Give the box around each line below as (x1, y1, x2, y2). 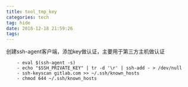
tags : (6, 31, 20, 37)
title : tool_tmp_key (6, 8, 58, 15)
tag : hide (6, 20, 31, 26)
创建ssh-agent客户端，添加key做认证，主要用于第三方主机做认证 (6, 48, 165, 55)
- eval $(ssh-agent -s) (17, 60, 76, 66)
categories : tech (6, 14, 49, 20)
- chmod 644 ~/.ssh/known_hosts (17, 76, 97, 82)
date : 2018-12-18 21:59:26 (6, 25, 73, 32)
